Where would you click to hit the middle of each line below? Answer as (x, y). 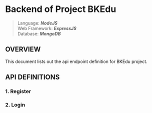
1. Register (18, 91)
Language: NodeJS (37, 23)
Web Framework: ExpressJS (47, 28)
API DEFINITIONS (32, 77)
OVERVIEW (23, 49)
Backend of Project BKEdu (61, 9)
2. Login (15, 104)
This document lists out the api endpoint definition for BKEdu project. (76, 61)
